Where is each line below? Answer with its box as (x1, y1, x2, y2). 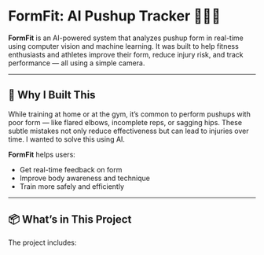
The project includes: (8, 238, 77, 247)
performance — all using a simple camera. (8, 58, 145, 68)
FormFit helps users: (8, 150, 76, 159)
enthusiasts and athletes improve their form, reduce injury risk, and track (8, 50, 244, 59)
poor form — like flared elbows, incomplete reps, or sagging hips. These (8, 117, 242, 127)
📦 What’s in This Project (8, 213, 132, 227)
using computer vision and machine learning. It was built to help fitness (8, 41, 240, 50)
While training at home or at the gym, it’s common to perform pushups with (8, 109, 251, 119)
